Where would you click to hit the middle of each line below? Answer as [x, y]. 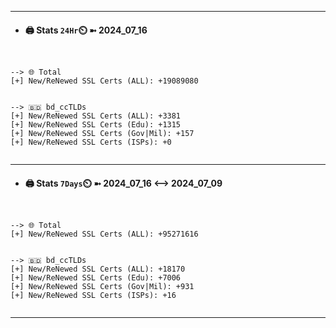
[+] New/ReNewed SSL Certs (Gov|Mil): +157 [102, 134]
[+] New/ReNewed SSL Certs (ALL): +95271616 [104, 234]
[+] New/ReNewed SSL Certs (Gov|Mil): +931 [102, 287]
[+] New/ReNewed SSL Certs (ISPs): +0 [91, 142]
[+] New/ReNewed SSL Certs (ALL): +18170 [98, 269]
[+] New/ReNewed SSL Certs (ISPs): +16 [93, 296]
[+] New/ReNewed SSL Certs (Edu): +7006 [96, 278]
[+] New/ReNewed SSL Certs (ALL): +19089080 [104, 81]
